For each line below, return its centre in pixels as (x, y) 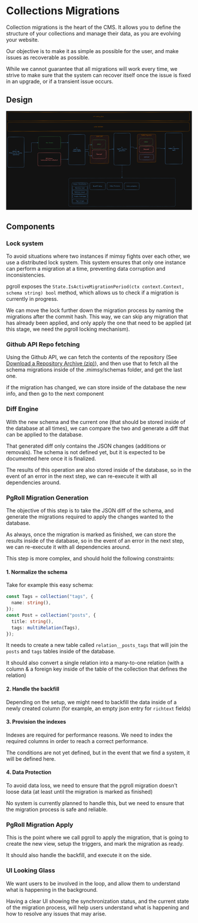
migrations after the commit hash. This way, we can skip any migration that (97, 317)
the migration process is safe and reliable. (57, 809)
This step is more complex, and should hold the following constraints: (90, 559)
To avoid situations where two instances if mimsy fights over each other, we (98, 256)
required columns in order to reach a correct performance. (77, 741)
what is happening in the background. (52, 889)
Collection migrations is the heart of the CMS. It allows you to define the (93, 27)
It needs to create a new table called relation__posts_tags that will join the (97, 645)
